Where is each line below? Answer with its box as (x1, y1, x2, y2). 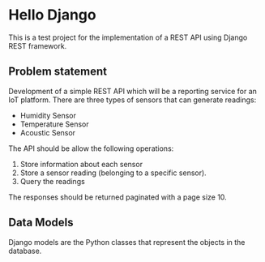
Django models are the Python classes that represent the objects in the (8, 237, 246, 247)
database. (8, 246, 42, 256)
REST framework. (8, 41, 67, 50)
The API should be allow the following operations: (8, 144, 174, 153)
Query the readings (19, 176, 85, 186)
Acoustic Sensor (19, 127, 75, 137)
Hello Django (8, 6, 96, 24)
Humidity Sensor (19, 110, 77, 120)
